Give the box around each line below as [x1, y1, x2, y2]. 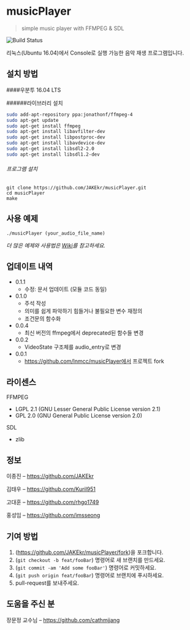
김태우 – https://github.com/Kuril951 [6, 485, 96, 493]
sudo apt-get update [6, 117, 59, 123]
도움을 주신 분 [6, 599, 55, 609]
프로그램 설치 [6, 165, 38, 173]
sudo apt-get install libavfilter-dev [6, 129, 105, 135]
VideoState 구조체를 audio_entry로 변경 [24, 343, 121, 351]
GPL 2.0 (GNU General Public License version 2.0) [15, 412, 143, 419]
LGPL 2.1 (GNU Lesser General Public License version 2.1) [15, 406, 161, 413]
